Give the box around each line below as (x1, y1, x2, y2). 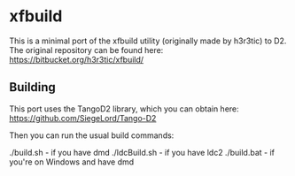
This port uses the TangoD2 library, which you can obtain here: (9, 103, 239, 114)
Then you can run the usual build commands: (9, 130, 175, 141)
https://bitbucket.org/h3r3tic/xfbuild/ (9, 54, 144, 65)
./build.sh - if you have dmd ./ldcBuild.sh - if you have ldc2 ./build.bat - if (9, 147, 275, 157)
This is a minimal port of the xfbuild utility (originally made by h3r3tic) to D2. (9, 35, 287, 46)
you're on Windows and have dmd (9, 157, 135, 167)
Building (9, 80, 56, 95)
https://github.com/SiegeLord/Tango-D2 (9, 112, 157, 123)
